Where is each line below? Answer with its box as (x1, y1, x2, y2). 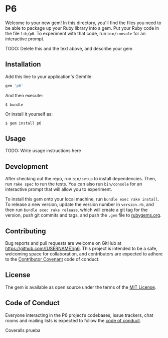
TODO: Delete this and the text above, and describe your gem (5, 45, 133, 51)
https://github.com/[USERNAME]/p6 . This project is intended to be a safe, (5, 245, 158, 252)
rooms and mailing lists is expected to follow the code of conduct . (5, 317, 141, 323)
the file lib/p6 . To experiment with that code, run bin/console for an (5, 30, 146, 36)
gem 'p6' (5, 83, 24, 88)
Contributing (5, 227, 46, 235)
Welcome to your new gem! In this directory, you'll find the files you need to (5, 20, 161, 26)
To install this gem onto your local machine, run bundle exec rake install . (5, 196, 159, 202)
